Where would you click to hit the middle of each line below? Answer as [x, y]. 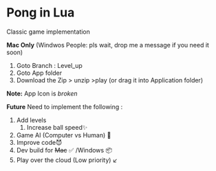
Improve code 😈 [39, 142]
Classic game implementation [48, 32]
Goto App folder [39, 73]
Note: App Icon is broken [42, 93]
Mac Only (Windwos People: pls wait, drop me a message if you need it [108, 45]
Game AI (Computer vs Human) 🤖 [64, 135]
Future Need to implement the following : [65, 106]
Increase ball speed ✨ [57, 127]
